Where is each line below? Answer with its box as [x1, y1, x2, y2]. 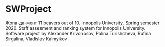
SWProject [5, 3, 52, 15]
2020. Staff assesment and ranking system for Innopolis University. [5, 25, 146, 31]
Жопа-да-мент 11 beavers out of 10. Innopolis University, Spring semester [5, 20, 160, 26]
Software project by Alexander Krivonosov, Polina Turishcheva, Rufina [5, 30, 151, 36]
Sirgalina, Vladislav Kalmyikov [5, 36, 67, 42]
